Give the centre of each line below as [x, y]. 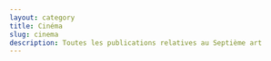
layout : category [42, 17]
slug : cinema [34, 34]
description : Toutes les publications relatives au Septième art [135, 43]
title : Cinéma [36, 26]
